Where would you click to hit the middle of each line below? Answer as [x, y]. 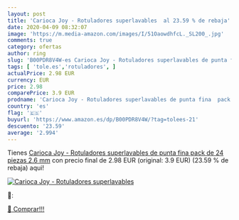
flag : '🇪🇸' [25, 113]
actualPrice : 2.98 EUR [41, 73]
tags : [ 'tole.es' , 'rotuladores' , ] [62, 67]
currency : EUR [28, 80]
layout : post [27, 14]
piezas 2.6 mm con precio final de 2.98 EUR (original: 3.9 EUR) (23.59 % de [118, 160]
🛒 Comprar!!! [26, 209]
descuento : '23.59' [36, 126]
